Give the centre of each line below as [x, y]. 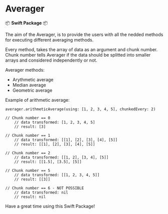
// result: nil [30, 197]
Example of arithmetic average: [37, 100]
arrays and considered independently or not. [51, 60]
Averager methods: [25, 70]
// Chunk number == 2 [28, 153]
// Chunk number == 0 [28, 118]
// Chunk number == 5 [28, 170]
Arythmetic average [33, 79]
